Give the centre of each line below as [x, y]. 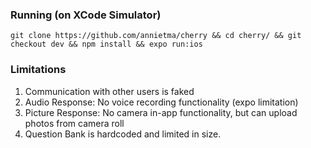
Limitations [38, 70]
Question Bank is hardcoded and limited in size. [123, 134]
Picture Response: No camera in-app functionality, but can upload [161, 112]
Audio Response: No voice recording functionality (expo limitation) [161, 102]
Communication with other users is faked [109, 91]
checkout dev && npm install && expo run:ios [106, 44]
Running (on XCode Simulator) [86, 15]
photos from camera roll [74, 123]
